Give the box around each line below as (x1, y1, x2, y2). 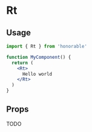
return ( (11, 59, 34, 66)
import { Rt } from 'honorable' (6, 43, 87, 49)
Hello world (22, 71, 52, 77)
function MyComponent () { (6, 54, 71, 60)
